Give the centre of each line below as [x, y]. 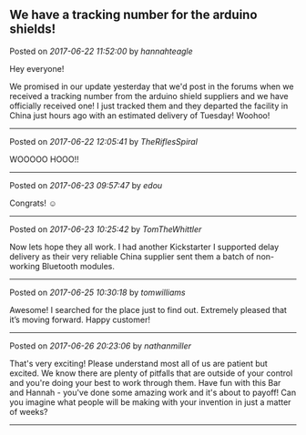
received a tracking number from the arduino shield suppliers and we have [149, 96]
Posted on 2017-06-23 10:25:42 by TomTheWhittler [106, 229]
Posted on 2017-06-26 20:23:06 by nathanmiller [100, 346]
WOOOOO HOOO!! [44, 159]
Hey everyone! [37, 68]
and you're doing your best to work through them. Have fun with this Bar [145, 382]
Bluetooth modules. [78, 266]
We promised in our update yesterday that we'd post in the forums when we [152, 86]
